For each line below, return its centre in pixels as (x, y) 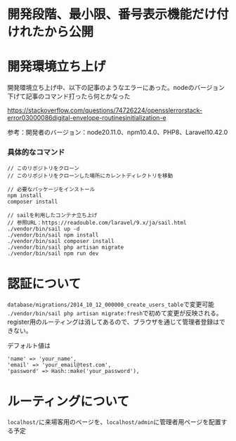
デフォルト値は (29, 345)
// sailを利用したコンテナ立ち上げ (52, 216)
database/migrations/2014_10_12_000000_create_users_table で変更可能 (111, 304)
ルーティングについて (68, 401)
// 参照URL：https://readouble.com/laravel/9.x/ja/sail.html (97, 223)
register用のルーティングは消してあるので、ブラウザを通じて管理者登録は (113, 322)
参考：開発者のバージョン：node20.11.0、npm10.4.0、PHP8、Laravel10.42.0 (118, 132)
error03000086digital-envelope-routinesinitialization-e (87, 118)
